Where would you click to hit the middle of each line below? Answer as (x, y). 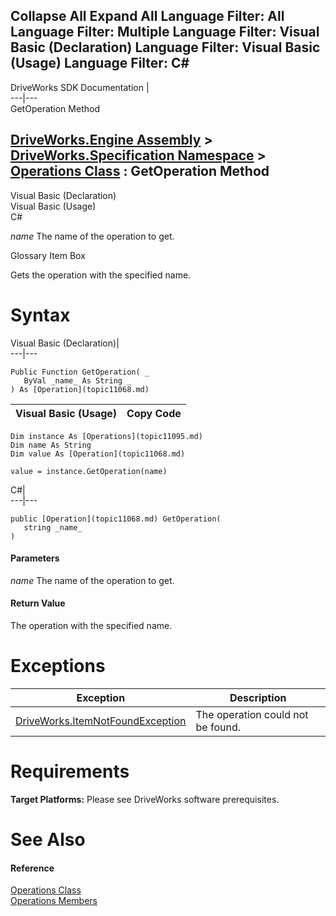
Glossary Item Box (48, 255)
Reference (32, 868)
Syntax (40, 315)
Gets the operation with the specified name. (101, 275)
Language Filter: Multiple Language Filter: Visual (165, 32)
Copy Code (154, 413)
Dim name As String (51, 445)
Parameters (35, 558)
